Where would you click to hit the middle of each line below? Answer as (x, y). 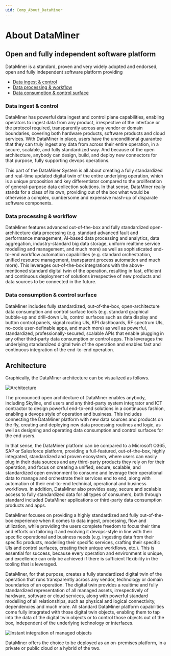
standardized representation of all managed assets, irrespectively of (77, 591)
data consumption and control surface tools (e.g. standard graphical (77, 311)
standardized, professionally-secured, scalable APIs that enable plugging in (85, 333)
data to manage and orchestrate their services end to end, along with (78, 478)
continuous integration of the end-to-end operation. (60, 349)
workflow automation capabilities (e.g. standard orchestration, (86, 255)
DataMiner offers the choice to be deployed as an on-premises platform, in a (86, 643)
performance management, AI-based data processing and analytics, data (82, 238)
